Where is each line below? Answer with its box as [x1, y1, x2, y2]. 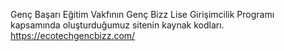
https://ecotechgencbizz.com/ [10, 30, 136, 41]
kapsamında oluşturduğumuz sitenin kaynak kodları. [10, 19, 225, 31]
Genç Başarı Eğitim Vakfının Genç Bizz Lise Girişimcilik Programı [10, 9, 275, 20]
